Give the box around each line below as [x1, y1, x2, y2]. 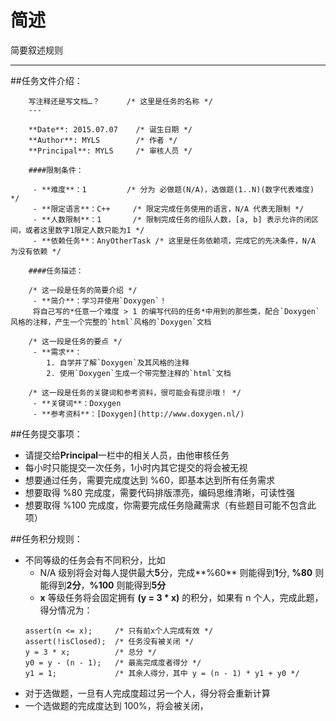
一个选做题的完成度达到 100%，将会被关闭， [24, 699, 209, 711]
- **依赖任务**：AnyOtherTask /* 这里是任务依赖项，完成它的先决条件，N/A [32, 236, 317, 246]
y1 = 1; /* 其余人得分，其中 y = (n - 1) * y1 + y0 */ [24, 668, 300, 678]
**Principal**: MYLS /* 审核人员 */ [28, 146, 193, 156]
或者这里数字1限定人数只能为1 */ [24, 225, 145, 235]
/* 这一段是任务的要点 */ [28, 336, 123, 346]
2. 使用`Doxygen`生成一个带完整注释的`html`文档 [46, 368, 232, 378]
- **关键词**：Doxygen [32, 398, 122, 408]
